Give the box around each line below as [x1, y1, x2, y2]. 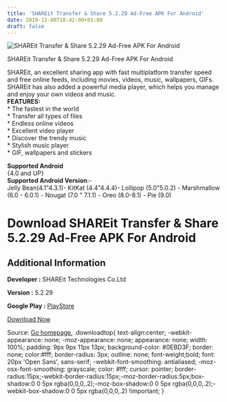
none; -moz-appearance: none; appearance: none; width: [44, 336, 208, 344]
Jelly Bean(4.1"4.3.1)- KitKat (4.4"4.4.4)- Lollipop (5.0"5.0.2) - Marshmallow [7, 183, 220, 192]
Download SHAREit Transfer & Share [7, 215, 219, 231]
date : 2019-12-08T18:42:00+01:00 [7, 16, 103, 23]
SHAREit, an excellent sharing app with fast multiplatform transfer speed [7, 68, 212, 76]
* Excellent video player [7, 126, 74, 135]
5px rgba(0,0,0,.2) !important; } [76, 387, 164, 395]
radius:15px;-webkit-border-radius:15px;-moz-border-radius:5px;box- [7, 372, 205, 381]
